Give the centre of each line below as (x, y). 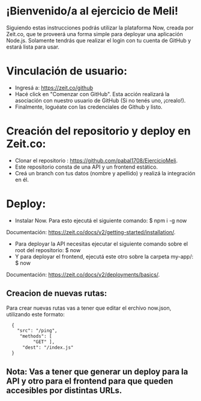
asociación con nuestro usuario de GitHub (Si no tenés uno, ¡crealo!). (100, 100)
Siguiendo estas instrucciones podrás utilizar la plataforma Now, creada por (100, 28)
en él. (22, 179)
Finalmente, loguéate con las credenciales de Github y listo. (89, 107)
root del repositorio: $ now (48, 250)
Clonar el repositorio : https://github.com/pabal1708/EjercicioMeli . (96, 160)
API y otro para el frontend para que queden (90, 381)
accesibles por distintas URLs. (64, 390)
